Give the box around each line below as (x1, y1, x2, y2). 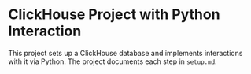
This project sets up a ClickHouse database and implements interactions (8, 48, 243, 57)
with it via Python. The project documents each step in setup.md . (8, 57, 218, 66)
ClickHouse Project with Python (8, 6, 220, 24)
